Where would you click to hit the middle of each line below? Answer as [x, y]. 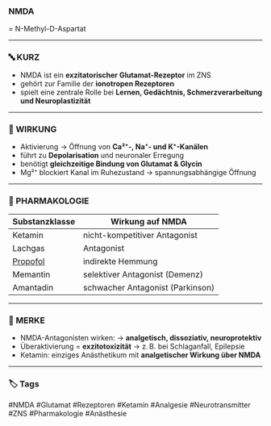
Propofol [29, 261]
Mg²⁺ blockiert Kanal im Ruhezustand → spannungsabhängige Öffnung [138, 172]
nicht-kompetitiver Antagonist [140, 236]
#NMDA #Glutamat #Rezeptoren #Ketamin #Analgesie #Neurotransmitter [130, 404]
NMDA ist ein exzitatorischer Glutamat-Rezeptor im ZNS [115, 75]
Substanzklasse [44, 222]
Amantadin [33, 288]
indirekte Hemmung [121, 261]
